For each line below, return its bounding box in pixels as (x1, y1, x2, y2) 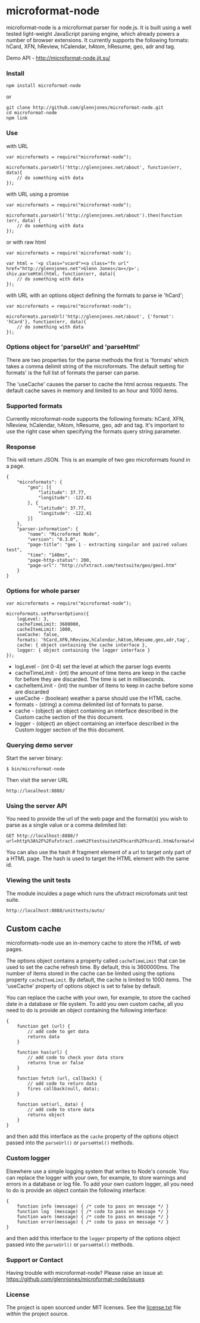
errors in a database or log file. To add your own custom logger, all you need (6, 1180, 193, 1187)
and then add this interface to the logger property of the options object (6, 1234, 180, 1241)
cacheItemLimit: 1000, (17, 626, 73, 632)
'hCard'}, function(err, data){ (6, 318, 86, 325)
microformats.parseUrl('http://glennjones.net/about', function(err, (6, 164, 183, 170)
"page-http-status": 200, (27, 558, 92, 564)
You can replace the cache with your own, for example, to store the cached (6, 994, 190, 1001)
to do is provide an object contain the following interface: (6, 1186, 146, 1194)
